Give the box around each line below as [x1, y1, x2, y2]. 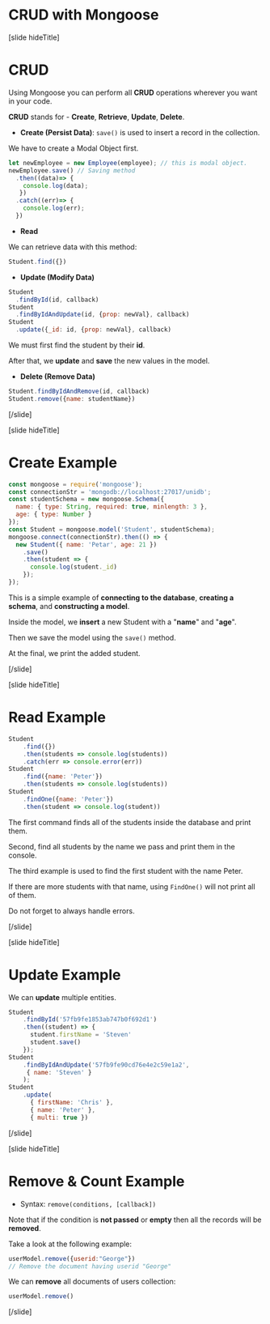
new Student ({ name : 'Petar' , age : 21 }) [15, 540, 158, 548]
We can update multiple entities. [8, 992, 117, 1002]
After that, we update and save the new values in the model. [8, 356, 210, 365]
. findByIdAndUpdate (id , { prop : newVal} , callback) [15, 310, 190, 319]
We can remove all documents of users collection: [8, 1277, 176, 1287]
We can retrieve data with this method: [8, 241, 137, 252]
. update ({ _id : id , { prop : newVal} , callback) [15, 326, 172, 334]
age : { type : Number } [15, 510, 92, 519]
